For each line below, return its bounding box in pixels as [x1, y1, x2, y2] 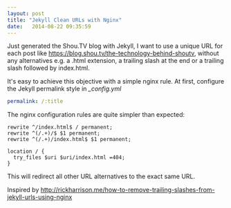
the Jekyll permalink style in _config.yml [7, 84, 122, 93]
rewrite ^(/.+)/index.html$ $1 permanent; [7, 136, 131, 143]
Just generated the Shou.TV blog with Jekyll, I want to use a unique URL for [7, 42, 223, 50]
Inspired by [7, 186, 39, 194]
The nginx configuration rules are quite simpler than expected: [7, 111, 185, 119]
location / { [7, 148, 45, 155]
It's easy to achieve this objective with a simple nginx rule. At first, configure [7, 77, 225, 86]
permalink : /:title [7, 98, 64, 105]
